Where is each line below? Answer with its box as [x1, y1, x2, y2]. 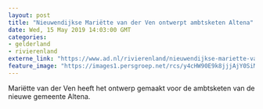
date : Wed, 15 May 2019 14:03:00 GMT [8, 26, 131, 33]
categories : [8, 33, 47, 41]
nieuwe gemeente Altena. [8, 91, 91, 101]
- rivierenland [8, 47, 58, 55]
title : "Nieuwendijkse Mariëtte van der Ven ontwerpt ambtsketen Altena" [8, 19, 254, 26]
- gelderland [8, 40, 51, 48]
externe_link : [8, 55, 55, 63]
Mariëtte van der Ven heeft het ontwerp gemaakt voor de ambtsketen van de [8, 83, 255, 93]
